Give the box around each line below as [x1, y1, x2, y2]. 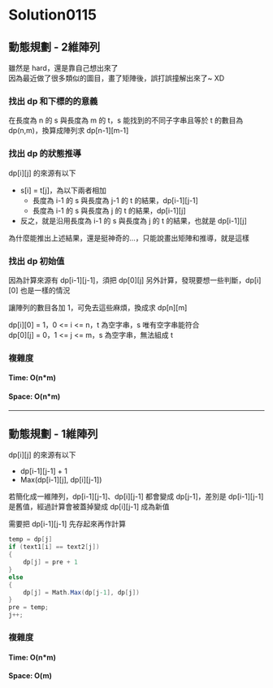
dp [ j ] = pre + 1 [23, 558, 79, 566]
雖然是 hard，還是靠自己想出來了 [8, 63, 119, 72]
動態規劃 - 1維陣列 [8, 427, 98, 440]
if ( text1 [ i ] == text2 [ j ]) [8, 543, 100, 552]
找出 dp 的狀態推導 [8, 148, 81, 159]
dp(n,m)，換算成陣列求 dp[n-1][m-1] [8, 126, 129, 136]
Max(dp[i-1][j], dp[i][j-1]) [19, 475, 102, 485]
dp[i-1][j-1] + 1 [19, 466, 67, 476]
